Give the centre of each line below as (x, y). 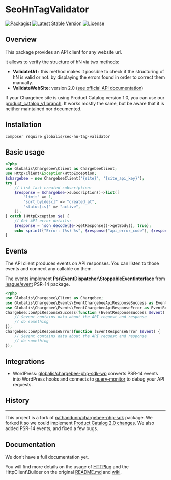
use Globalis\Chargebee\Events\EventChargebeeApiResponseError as (77, 308)
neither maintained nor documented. (44, 109)
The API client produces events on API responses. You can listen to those (82, 263)
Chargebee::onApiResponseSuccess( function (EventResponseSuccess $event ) (85, 312)
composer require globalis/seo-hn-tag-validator (58, 136)
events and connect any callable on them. (49, 269)
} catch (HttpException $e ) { (37, 216)
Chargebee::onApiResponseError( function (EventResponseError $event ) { (83, 332)
